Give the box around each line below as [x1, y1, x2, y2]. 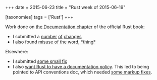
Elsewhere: [5, 49, 29, 54]
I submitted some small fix [12, 58, 67, 64]
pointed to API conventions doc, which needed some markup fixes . [12, 69, 152, 75]
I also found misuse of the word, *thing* [12, 39, 96, 45]
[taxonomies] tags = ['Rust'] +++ [5, 14, 74, 20]
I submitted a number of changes [12, 34, 82, 39]
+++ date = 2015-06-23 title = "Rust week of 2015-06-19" [5, 5, 126, 10]
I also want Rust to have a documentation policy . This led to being [12, 64, 149, 69]
